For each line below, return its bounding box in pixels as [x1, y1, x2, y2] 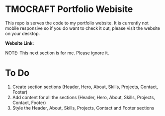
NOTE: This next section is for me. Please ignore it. [5, 50, 109, 56]
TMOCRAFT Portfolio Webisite [5, 3, 133, 15]
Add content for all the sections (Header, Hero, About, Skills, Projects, [12, 94, 156, 100]
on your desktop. [5, 30, 40, 36]
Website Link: [5, 40, 34, 46]
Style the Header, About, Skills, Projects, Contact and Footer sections [12, 105, 155, 111]
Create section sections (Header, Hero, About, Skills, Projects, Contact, [12, 84, 158, 90]
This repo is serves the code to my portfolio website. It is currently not [5, 20, 149, 26]
